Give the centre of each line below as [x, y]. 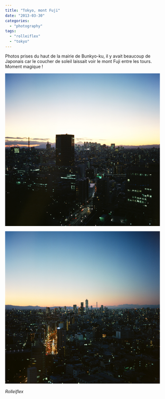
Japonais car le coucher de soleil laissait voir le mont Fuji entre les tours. [79, 61]
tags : [11, 31]
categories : [17, 21]
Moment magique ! [24, 66]
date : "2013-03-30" [25, 15]
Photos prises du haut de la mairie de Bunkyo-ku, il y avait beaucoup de [78, 56]
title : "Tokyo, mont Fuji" [33, 10]
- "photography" [26, 26]
